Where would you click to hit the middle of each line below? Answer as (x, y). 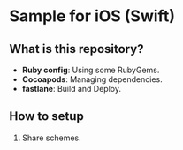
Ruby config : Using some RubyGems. (91, 70)
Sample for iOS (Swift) (92, 16)
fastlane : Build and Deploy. (72, 89)
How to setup (46, 116)
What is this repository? (76, 49)
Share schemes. (51, 138)
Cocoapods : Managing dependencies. (92, 79)
